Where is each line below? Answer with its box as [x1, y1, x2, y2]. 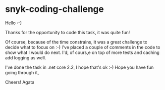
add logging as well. [5, 54, 46, 60]
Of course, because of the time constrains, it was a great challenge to [5, 39, 148, 45]
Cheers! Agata [5, 79, 35, 85]
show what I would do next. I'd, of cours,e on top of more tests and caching [5, 49, 160, 55]
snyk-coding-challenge [5, 3, 104, 15]
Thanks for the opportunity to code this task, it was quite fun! [5, 29, 130, 35]
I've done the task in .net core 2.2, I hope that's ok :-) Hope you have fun [5, 64, 154, 70]
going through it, [5, 69, 39, 75]
